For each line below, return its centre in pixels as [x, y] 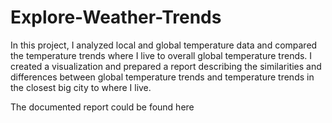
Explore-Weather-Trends [116, 17]
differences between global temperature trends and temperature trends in [162, 77]
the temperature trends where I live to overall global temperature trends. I [161, 55]
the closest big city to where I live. [81, 87]
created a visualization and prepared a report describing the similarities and [166, 66]
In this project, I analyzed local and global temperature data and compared [164, 45]
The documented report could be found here [102, 107]
